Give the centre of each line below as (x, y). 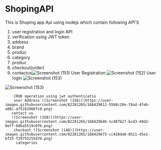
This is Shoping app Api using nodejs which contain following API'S (72, 22)
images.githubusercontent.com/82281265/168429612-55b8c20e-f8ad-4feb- (78, 105)
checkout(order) (28, 67)
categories (27, 143)
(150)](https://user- (61, 117)
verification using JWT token (41, 37)
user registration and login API (42, 31)
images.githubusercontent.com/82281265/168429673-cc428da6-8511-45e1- (78, 134)
